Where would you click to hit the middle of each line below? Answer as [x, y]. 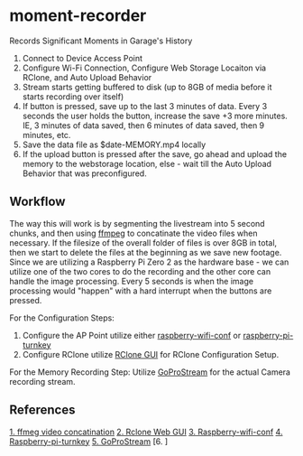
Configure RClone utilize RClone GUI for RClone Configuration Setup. [151, 354]
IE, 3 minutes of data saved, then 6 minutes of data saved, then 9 [143, 125]
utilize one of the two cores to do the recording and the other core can [140, 271]
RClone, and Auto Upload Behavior [87, 77]
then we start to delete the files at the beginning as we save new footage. [146, 252]
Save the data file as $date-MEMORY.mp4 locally [114, 144]
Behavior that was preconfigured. [84, 173]
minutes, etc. [46, 135]
